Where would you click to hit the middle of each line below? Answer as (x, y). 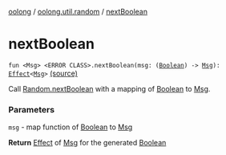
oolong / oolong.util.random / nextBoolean (78, 12)
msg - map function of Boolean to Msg (71, 127)
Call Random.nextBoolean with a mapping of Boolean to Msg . (109, 88)
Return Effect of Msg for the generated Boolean (87, 143)
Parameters (31, 109)
